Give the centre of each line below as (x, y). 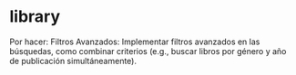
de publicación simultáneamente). (73, 61)
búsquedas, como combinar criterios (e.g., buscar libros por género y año (148, 51)
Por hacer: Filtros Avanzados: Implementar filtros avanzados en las (135, 42)
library (35, 17)
